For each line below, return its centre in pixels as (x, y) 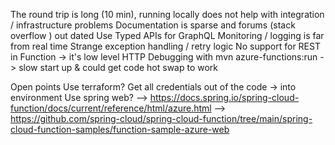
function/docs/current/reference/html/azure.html (111, 108)
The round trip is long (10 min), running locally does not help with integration (167, 14)
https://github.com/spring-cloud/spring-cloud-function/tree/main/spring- (161, 118)
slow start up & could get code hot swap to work (118, 67)
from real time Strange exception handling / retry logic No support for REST (165, 46)
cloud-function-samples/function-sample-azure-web (120, 129)
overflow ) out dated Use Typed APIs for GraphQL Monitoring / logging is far (167, 35)
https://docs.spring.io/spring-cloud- (224, 97)
